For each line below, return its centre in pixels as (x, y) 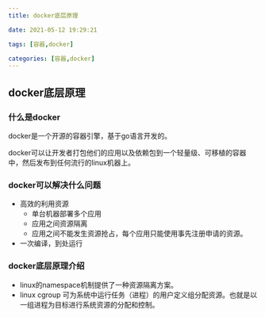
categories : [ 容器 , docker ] (52, 59)
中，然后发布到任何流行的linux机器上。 (71, 162)
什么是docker (35, 117)
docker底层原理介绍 (46, 266)
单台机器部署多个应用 (66, 214)
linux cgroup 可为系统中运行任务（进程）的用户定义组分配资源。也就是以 (138, 295)
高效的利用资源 (44, 204)
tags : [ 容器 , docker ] (41, 44)
